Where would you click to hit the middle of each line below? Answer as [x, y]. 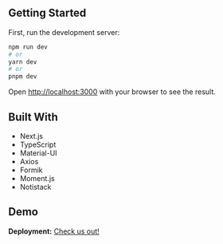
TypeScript [38, 144]
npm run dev [28, 47]
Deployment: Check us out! [54, 231]
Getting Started [47, 13]
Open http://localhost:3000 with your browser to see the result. [112, 92]
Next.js [31, 136]
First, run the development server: [64, 32]
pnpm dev [23, 77]
